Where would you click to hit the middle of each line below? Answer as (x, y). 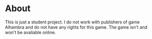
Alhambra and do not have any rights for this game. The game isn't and (76, 27)
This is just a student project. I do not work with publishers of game (72, 22)
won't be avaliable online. (31, 32)
